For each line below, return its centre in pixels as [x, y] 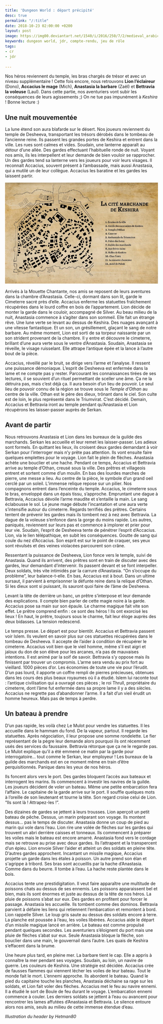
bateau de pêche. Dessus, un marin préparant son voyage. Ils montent [75, 817]
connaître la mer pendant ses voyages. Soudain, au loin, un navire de [74, 960]
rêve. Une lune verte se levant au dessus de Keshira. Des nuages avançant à [81, 322]
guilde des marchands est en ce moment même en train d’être [67, 762]
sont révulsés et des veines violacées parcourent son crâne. [65, 545]
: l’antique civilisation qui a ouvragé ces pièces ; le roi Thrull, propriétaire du [81, 683]
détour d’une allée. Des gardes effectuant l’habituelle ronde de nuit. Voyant [80, 150]
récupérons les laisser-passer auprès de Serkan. [54, 409]
